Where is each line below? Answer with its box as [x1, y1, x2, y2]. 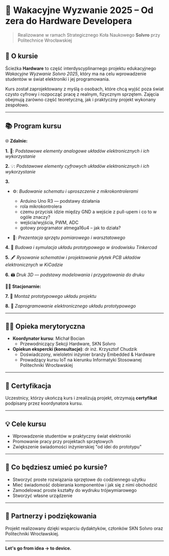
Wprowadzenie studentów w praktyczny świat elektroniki [12, 433, 131, 439]
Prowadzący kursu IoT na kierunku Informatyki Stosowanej [20, 357, 142, 363]
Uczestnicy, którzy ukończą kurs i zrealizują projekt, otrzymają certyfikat [5, 395, 157, 401]
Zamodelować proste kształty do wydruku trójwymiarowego [12, 487, 137, 493]
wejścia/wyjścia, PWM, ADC [20, 219, 79, 225]
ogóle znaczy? [20, 214, 50, 220]
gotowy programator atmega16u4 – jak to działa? [20, 224, 121, 231]
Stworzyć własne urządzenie [12, 492, 73, 499]
